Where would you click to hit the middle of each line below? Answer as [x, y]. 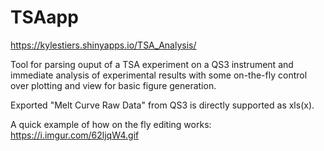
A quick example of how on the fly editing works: [111, 124]
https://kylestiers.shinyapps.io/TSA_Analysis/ [103, 45]
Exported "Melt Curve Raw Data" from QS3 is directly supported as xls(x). [162, 105]
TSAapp [44, 17]
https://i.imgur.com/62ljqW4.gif [75, 135]
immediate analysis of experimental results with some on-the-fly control [159, 75]
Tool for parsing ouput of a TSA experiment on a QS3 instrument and [152, 64]
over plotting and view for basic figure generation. [113, 85]
